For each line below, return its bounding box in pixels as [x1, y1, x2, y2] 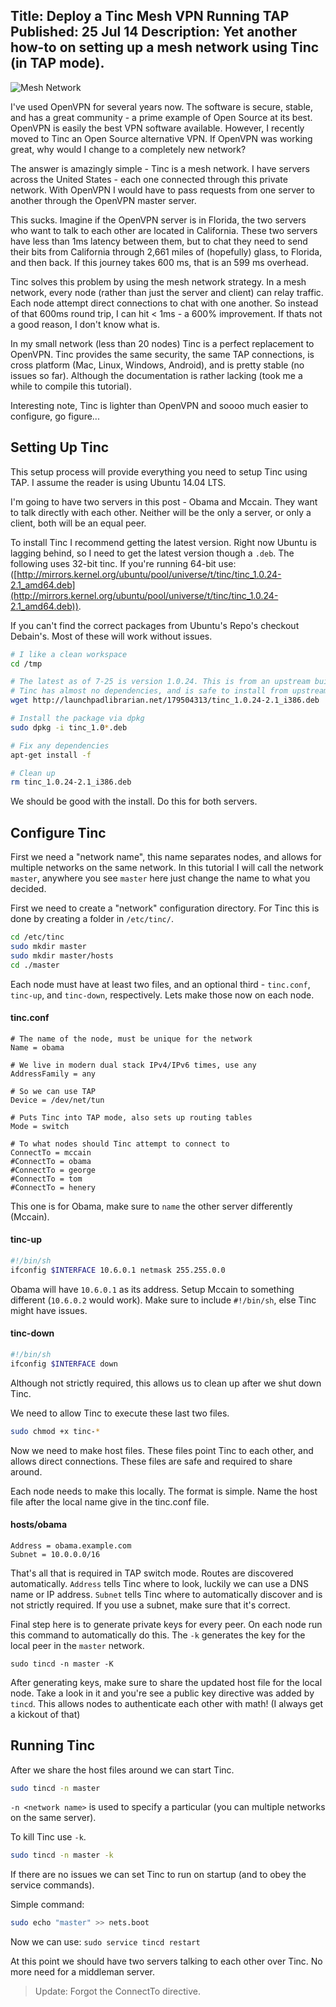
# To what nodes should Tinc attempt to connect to [10, 1139, 230, 1149]
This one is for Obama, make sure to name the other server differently [10, 1200, 293, 1212]
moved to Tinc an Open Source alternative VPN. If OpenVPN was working [10, 132, 313, 144]
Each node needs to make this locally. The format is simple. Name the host [10, 1485, 318, 1497]
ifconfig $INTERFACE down [10, 1359, 118, 1369]
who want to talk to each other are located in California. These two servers [10, 224, 318, 236]
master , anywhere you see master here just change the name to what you [10, 872, 311, 884]
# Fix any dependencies [10, 740, 110, 751]
